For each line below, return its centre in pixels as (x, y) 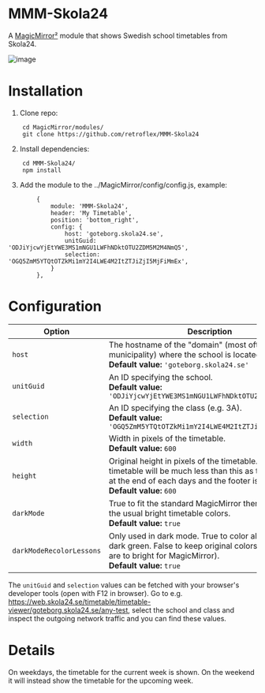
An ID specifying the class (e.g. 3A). (175, 408)
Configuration (55, 306)
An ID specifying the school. (161, 377)
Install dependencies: (54, 149)
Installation (46, 91)
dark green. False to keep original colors (183, 546)
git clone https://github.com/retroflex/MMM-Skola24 (111, 134)
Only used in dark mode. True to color (179, 535)
